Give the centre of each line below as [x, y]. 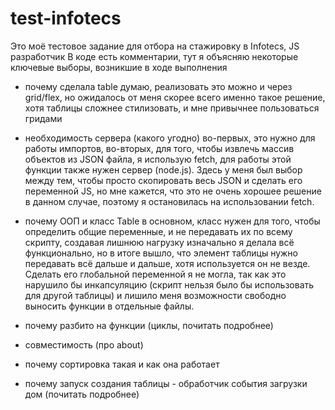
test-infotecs [66, 18]
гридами [43, 118]
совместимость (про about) [84, 344]
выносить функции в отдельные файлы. [109, 306]
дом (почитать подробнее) [82, 394]
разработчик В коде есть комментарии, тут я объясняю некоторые [154, 56]
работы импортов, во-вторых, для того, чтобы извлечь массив [159, 148]
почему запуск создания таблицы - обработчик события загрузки [166, 383]
